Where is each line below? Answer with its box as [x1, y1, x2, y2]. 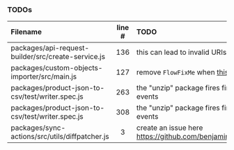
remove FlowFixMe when [136, 67, 215, 77]
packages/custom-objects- [10, 63, 103, 73]
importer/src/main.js [10, 72, 77, 81]
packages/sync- [10, 123, 66, 133]
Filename [10, 27, 42, 37]
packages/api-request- [10, 43, 89, 53]
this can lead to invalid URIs [136, 47, 227, 57]
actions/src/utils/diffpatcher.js [10, 132, 109, 142]
